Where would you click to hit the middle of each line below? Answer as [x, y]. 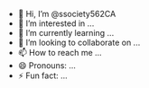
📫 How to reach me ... [60, 53]
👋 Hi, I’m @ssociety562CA [67, 14]
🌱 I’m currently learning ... [66, 33]
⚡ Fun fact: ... [42, 75]
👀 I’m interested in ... [56, 23]
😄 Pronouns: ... [47, 66]
